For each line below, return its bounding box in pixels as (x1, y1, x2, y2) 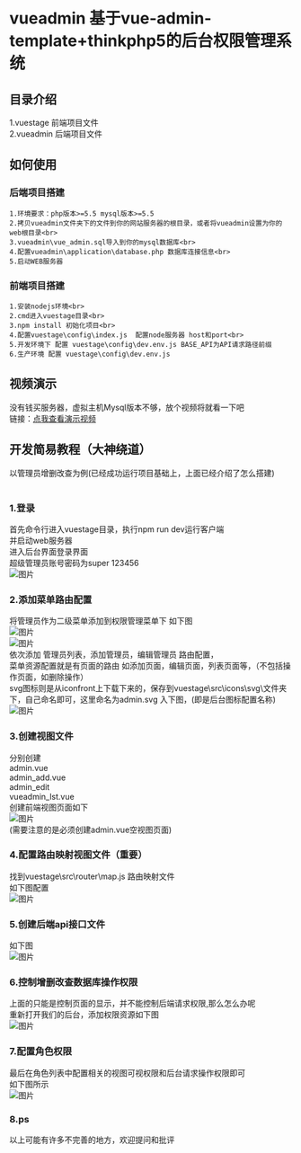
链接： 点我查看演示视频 (9, 412, 96, 423)
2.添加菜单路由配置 (9, 593, 93, 606)
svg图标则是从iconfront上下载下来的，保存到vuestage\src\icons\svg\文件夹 (9, 683, 288, 694)
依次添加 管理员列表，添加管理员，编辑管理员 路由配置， (9, 649, 218, 661)
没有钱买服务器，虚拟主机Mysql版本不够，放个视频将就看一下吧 (9, 402, 244, 412)
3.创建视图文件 (9, 730, 74, 742)
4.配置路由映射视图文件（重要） (9, 848, 148, 861)
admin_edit (9, 781, 50, 792)
